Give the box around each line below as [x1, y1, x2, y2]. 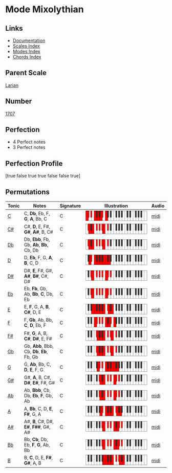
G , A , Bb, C [24, 216, 48, 222]
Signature [59, 202, 81, 209]
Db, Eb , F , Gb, [24, 393, 53, 399]
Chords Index [12, 54, 41, 60]
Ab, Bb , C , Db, [24, 290, 54, 297]
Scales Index [12, 43, 40, 49]
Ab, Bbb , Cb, [24, 387, 51, 393]
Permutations [5, 188, 50, 196]
